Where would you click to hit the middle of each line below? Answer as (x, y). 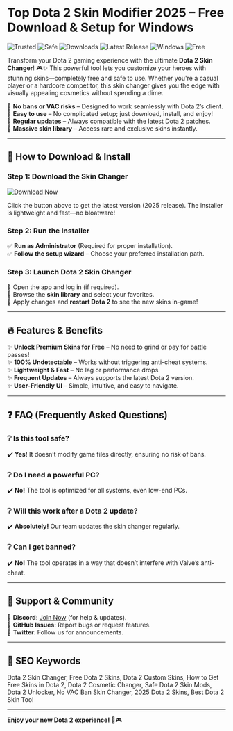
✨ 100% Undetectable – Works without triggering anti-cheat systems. (107, 362)
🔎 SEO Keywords (44, 660)
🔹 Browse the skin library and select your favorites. (81, 295)
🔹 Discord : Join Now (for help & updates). (67, 618)
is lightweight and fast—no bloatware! (61, 213)
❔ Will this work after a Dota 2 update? (72, 511)
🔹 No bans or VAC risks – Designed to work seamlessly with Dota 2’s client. (115, 106)
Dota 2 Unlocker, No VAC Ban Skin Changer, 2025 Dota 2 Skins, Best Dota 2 (115, 692)
